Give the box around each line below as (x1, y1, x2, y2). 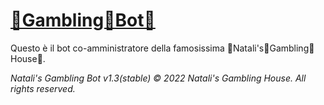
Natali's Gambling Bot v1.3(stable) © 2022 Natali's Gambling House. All (10, 72, 307, 84)
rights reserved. (10, 82, 76, 94)
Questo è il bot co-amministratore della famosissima (10, 42, 225, 54)
